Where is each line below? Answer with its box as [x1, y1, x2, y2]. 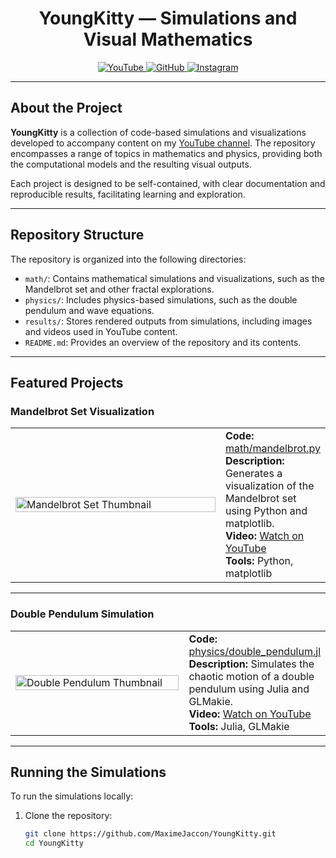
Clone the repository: [24, 810, 113, 822]
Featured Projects [10, 374, 124, 391]
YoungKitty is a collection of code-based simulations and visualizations [10, 126, 307, 138]
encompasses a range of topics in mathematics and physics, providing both [10, 147, 323, 159]
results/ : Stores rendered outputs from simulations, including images [24, 315, 313, 327]
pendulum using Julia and [188, 682, 310, 696]
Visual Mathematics [83, 28, 253, 51]
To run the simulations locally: [10, 790, 134, 802]
